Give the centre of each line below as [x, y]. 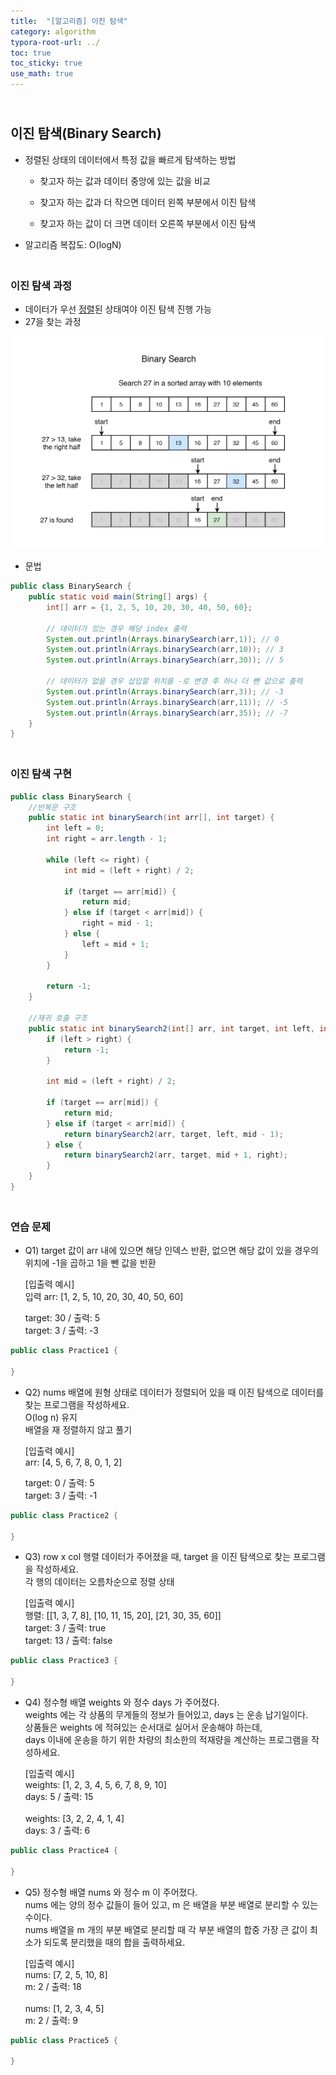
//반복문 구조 [52, 807]
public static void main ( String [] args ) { [118, 597]
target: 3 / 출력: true [65, 1628]
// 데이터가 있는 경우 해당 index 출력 [116, 628]
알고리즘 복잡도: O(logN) [73, 244]
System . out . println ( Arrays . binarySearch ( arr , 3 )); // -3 [165, 691]
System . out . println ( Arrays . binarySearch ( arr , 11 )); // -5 [167, 702]
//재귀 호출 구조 [58, 1018]
